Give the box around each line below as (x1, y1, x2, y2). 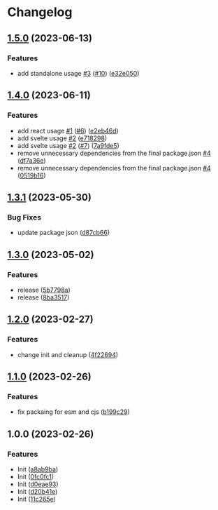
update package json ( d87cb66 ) (17, 229, 110, 237)
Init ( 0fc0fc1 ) (17, 473, 54, 481)
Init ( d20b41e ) (17, 488, 58, 495)
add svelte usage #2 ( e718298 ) (17, 134, 107, 142)
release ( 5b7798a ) (17, 286, 71, 294)
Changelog (7, 4, 73, 20)
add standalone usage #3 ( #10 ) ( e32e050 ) (17, 69, 140, 77)
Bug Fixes (7, 212, 42, 222)
